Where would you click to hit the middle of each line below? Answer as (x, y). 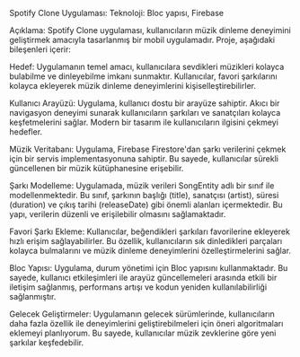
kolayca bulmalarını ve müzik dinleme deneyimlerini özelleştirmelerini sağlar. (150, 251)
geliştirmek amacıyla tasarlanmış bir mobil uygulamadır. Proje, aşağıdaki (142, 40)
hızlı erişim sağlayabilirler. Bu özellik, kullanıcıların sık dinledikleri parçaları (146, 241)
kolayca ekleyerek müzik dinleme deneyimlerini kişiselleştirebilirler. (132, 86)
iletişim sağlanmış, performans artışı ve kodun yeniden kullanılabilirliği (138, 287)
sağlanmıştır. (33, 296)
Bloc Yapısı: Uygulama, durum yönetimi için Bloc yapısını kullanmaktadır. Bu (149, 268)
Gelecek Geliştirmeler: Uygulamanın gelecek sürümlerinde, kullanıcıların (142, 314)
